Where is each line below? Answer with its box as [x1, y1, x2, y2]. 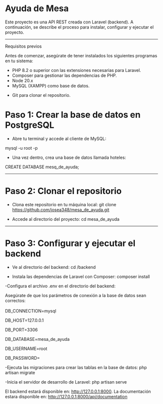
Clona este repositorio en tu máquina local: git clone [12, 201, 116, 207]
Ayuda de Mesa [5, 3, 69, 14]
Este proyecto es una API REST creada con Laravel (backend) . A [5, 19, 133, 25]
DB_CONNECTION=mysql [5, 308, 57, 314]
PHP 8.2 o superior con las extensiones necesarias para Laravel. [12, 67, 142, 73]
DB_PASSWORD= [5, 355, 40, 361]
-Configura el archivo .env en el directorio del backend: [5, 283, 115, 289]
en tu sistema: [5, 58, 33, 64]
